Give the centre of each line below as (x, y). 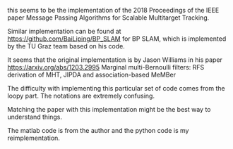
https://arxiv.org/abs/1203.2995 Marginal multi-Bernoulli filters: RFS (106, 67)
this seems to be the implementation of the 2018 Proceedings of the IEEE (113, 10)
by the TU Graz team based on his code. (66, 46)
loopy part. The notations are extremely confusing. (81, 96)
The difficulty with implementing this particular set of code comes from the (116, 88)
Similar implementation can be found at (64, 31)
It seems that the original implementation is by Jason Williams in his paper (115, 60)
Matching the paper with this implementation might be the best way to (109, 109)
